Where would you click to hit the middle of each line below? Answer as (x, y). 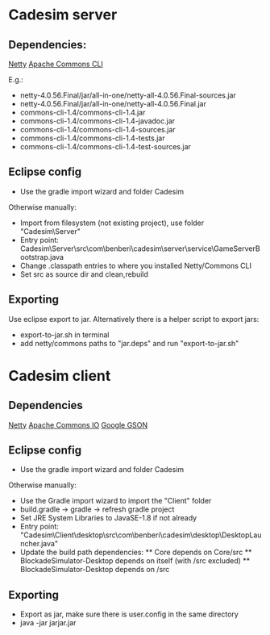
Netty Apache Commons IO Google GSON (78, 424)
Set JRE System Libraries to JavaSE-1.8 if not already (108, 518)
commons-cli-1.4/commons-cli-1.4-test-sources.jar (106, 146)
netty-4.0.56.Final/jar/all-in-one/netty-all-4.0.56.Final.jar (113, 104)
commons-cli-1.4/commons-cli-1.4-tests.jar (92, 138)
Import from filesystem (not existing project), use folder (112, 223)
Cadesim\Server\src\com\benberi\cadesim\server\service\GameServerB (140, 249)
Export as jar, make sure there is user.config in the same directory (129, 614)
